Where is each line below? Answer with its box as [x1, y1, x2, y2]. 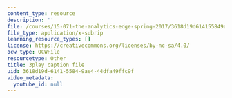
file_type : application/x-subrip [7, 29, 104, 37]
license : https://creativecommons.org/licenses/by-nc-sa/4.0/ [7, 42, 190, 49]
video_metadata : [7, 74, 54, 81]
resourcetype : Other [7, 55, 67, 62]
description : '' [7, 17, 54, 23]
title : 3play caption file [7, 61, 85, 68]
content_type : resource [7, 10, 76, 17]
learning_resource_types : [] [7, 36, 91, 43]
